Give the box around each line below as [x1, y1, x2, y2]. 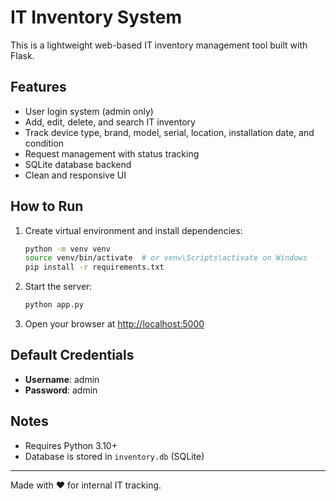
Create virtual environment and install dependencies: [24, 224, 243, 236]
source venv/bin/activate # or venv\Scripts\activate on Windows [24, 253, 308, 263]
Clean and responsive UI [24, 169, 127, 181]
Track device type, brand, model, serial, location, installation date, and [24, 126, 315, 138]
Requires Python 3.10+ [24, 439, 118, 451]
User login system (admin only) [24, 105, 154, 117]
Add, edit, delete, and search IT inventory [24, 116, 196, 128]
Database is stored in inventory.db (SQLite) [24, 450, 205, 462]
